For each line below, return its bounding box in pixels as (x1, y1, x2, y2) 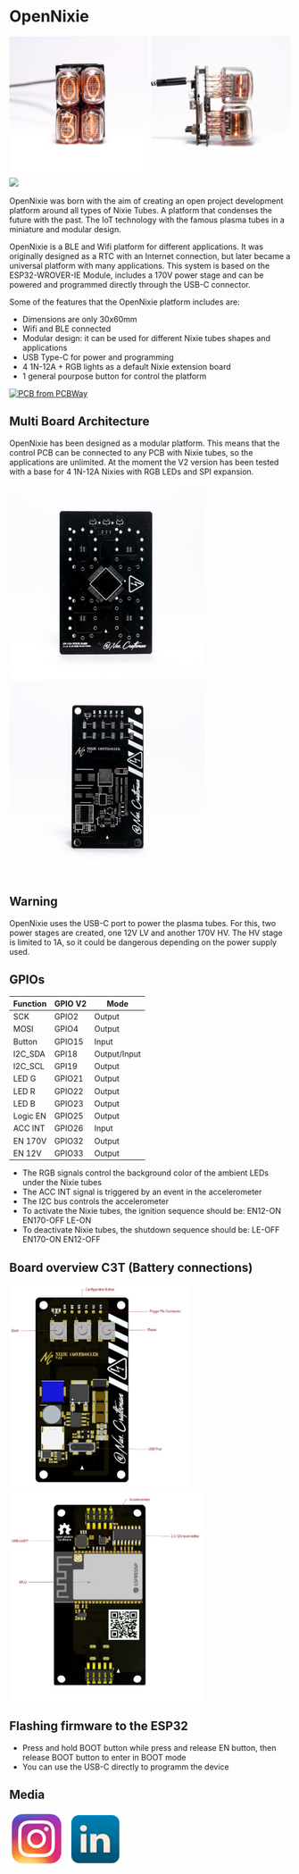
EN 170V (12, 1135, 47, 1146)
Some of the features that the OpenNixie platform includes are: (9, 297, 240, 307)
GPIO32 (54, 1135, 84, 1146)
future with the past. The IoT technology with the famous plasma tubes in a (9, 214, 286, 225)
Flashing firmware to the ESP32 (9, 1719, 189, 1734)
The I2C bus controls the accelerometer (21, 1196, 170, 1207)
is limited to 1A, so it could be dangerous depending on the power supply (9, 936, 278, 948)
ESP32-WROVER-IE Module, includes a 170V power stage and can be (9, 270, 264, 280)
